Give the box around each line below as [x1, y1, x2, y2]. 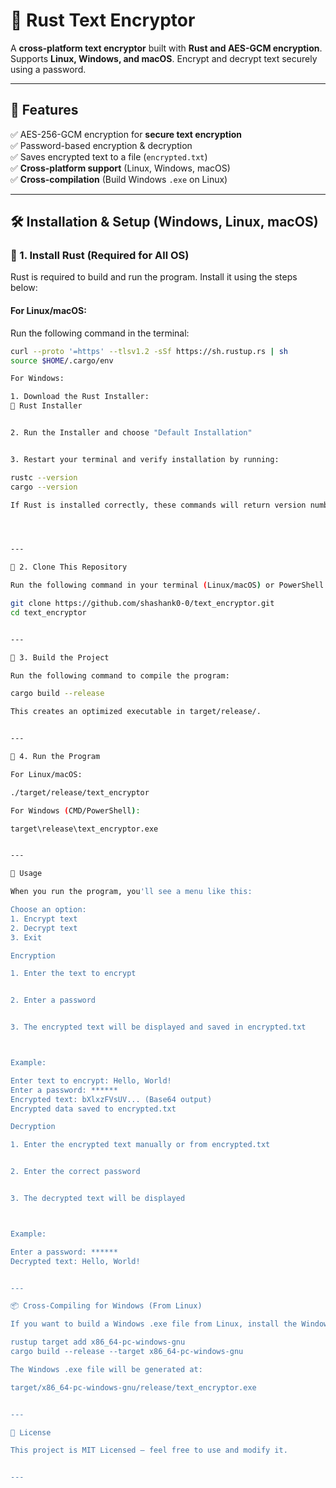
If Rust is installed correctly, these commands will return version [10, 500, 307, 510]
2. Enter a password [10, 995, 97, 1006]
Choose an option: [10, 905, 87, 915]
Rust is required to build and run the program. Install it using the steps [10, 271, 298, 283]
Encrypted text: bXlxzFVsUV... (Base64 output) [10, 1094, 213, 1104]
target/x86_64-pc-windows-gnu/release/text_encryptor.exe [10, 1382, 257, 1393]
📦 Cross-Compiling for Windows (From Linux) [10, 1301, 203, 1311]
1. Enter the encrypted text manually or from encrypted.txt [10, 1140, 271, 1150]
